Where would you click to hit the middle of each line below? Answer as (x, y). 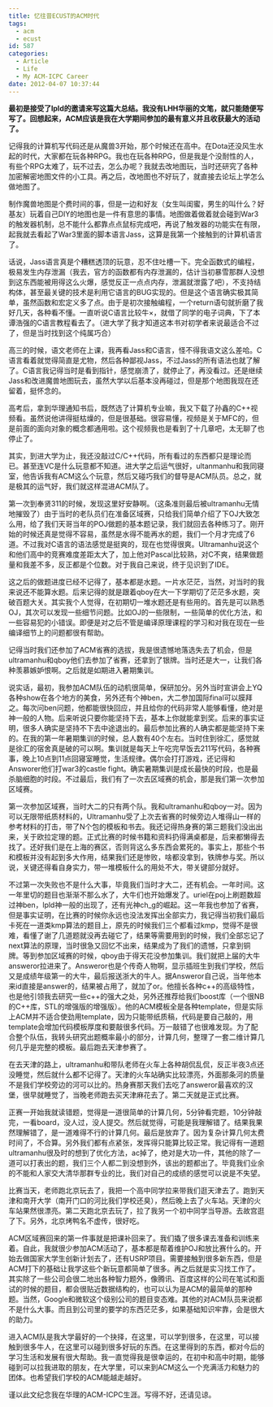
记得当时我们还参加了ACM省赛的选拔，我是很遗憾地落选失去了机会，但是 (131, 649)
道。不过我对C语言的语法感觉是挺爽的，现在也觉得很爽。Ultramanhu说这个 (134, 544)
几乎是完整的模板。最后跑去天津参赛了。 (83, 1047)
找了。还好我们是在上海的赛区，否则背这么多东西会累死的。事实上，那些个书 (136, 847)
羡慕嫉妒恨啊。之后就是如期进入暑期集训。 (87, 670)
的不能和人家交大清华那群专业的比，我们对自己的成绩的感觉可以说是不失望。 (136, 1173)
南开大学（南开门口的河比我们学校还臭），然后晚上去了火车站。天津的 (138, 1201)
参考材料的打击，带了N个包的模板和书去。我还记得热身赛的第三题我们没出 (132, 827)
